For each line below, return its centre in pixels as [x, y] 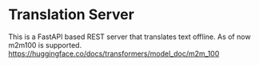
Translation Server [71, 15]
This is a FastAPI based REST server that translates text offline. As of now [129, 37]
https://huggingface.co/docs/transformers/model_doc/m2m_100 [114, 53]
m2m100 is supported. [45, 45]
